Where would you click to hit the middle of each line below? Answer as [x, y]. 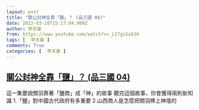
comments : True [25, 46]
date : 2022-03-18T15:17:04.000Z [47, 23]
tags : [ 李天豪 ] [28, 40]
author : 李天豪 [24, 29]
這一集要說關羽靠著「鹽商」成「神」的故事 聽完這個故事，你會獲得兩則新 [97, 93]
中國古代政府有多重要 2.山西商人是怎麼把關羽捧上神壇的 [107, 100]
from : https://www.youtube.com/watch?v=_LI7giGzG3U [73, 34]
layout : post [23, 12]
